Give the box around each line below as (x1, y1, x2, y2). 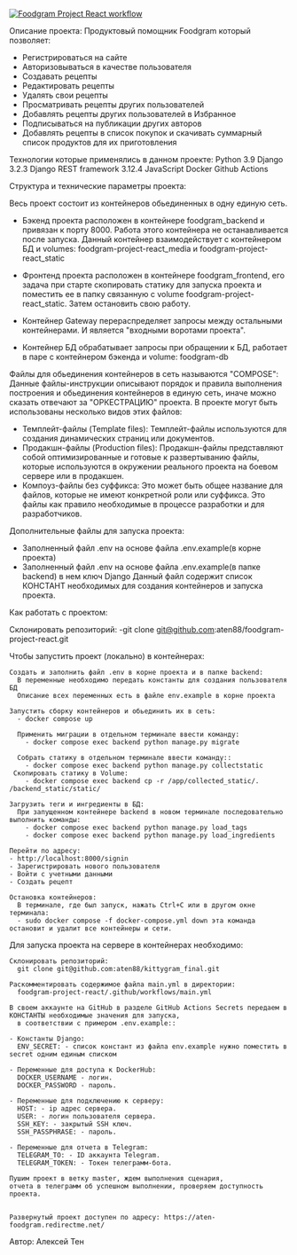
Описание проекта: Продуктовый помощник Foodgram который (9, 26, 251, 35)
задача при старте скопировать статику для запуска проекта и (21, 279, 262, 290)
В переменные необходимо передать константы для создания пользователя (17, 676, 288, 685)
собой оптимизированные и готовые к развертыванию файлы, (21, 452, 260, 462)
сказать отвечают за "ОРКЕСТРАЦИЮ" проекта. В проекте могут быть (9, 397, 277, 407)
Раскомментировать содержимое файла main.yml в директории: (9, 980, 237, 989)
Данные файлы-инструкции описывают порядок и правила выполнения (9, 378, 282, 388)
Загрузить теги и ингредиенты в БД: (9, 800, 145, 809)
